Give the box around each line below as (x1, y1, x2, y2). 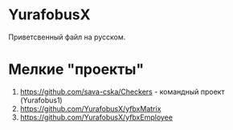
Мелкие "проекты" (8, 60, 145, 79)
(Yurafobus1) (19, 95, 63, 105)
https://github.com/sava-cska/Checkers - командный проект (19, 87, 225, 96)
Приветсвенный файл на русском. (8, 32, 126, 42)
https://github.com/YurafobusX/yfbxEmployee (19, 112, 173, 122)
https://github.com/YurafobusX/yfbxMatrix (19, 104, 161, 113)
